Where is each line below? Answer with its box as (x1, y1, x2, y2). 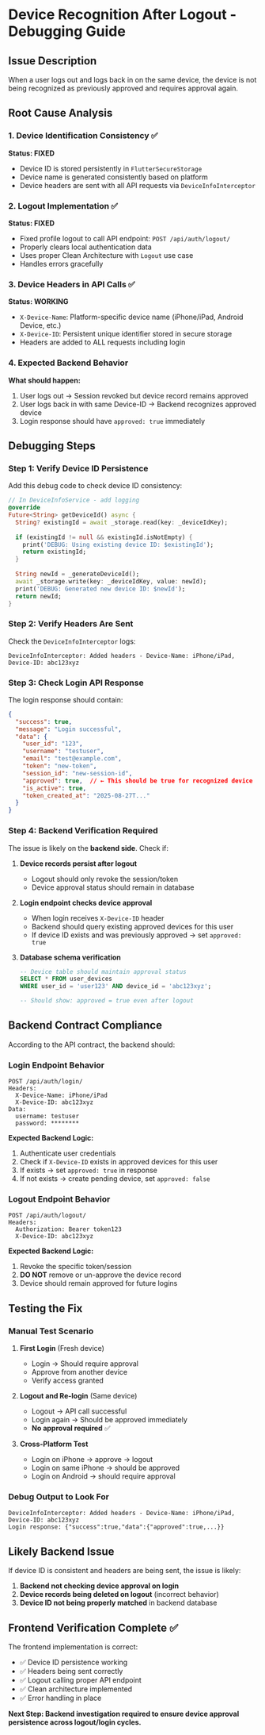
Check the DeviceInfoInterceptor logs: (8, 637, 136, 646)
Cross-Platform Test (19, 1439, 89, 1449)
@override (8, 504, 41, 512)
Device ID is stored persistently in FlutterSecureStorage (19, 163, 203, 173)
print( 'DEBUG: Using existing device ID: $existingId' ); (22, 541, 214, 548)
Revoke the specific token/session (19, 1262, 132, 1271)
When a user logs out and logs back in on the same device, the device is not (8, 75, 257, 84)
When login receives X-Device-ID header (31, 913, 165, 922)
